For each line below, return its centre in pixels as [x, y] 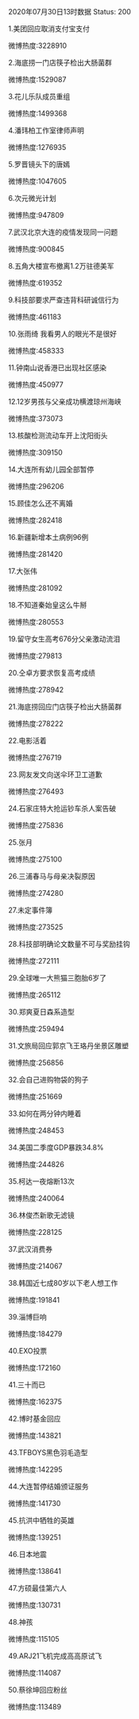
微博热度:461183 [35, 317]
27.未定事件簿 [31, 910]
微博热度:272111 [34, 961]
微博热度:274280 [36, 893]
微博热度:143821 [35, 1435]
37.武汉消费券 [31, 1249]
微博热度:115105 [34, 1639]
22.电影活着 [28, 741]
